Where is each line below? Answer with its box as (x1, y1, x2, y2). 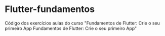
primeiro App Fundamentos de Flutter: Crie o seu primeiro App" (5, 25, 137, 31)
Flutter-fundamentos (5, 3, 95, 15)
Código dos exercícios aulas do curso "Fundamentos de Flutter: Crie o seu (5, 20, 160, 26)
